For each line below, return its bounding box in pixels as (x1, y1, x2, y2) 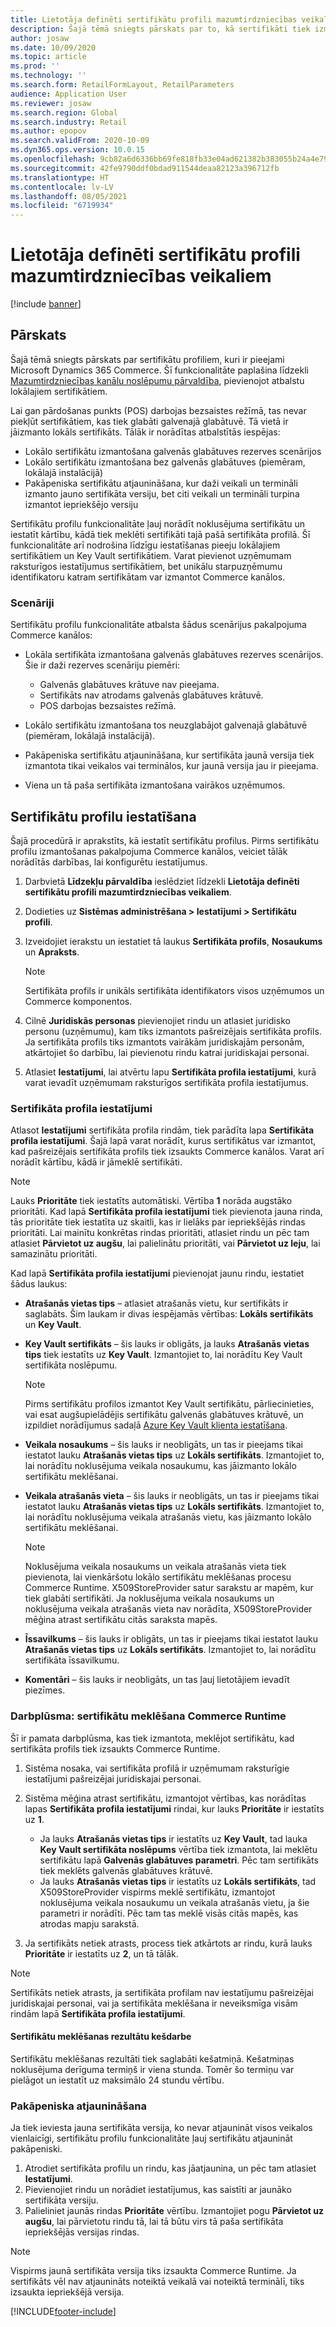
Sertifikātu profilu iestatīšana (10, 808, 197, 825)
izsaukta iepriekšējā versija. (10, 2286, 125, 2298)
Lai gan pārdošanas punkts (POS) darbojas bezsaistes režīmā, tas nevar (10, 404, 307, 416)
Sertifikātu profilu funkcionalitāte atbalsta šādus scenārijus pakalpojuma (10, 619, 307, 631)
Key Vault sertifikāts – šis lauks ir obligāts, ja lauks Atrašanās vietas (24, 1338, 310, 1350)
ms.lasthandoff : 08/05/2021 (10, 191, 128, 201)
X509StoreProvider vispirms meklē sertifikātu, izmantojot (39, 1886, 276, 1898)
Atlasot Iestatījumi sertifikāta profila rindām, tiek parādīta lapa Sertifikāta (10, 1124, 315, 1136)
